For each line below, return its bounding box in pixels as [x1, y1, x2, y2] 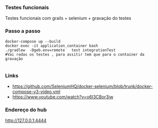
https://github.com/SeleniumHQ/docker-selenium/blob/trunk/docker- [12, 83, 153, 89]
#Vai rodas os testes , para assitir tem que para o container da [5, 52, 145, 57]
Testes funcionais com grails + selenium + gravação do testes [5, 15, 132, 21]
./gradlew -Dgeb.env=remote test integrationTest [5, 48, 116, 53]
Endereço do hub [5, 106, 47, 113]
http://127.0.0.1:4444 [5, 118, 47, 124]
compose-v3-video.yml [12, 88, 61, 94]
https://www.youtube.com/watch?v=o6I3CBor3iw [12, 94, 114, 100]
